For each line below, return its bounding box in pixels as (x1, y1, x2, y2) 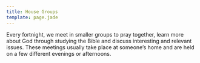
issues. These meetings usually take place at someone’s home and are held (6, 43, 195, 51)
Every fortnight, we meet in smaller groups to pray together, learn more (6, 31, 184, 38)
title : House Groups (6, 8, 59, 15)
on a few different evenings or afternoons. (6, 50, 112, 57)
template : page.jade (6, 14, 59, 20)
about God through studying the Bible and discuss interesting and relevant (6, 37, 192, 44)
